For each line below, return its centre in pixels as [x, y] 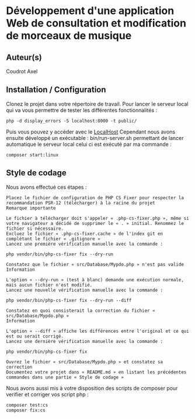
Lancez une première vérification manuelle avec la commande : [85, 244]
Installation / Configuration [56, 90]
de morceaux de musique [69, 36]
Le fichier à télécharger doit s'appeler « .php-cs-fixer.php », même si [98, 218]
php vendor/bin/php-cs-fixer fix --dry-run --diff [69, 300]
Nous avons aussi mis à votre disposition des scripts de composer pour [92, 388]
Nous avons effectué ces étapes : [46, 187]
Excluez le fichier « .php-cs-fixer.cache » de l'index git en [85, 234]
